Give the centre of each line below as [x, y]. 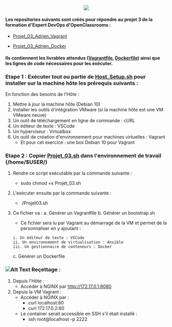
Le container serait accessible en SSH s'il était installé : [79, 314]
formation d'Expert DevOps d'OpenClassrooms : [58, 25]
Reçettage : [46, 270]
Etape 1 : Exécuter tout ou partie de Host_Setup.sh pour [76, 76]
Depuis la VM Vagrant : [37, 292]
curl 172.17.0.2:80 [46, 308]
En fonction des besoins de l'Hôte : [42, 94]
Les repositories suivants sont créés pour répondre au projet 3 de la [79, 19]
